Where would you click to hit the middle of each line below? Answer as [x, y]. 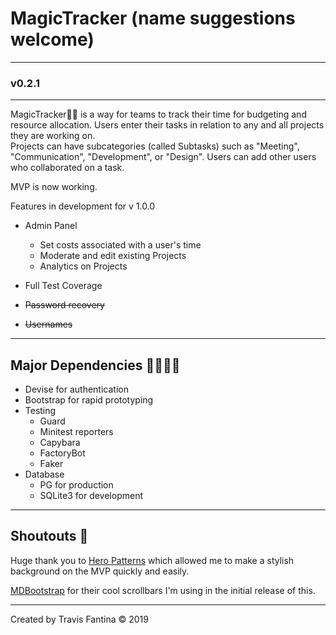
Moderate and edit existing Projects [113, 256]
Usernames [48, 324]
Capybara [60, 443]
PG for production [76, 485]
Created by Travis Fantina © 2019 [79, 619]
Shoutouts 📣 [49, 536]
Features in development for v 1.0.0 [83, 206]
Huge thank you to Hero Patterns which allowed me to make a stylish [152, 560]
